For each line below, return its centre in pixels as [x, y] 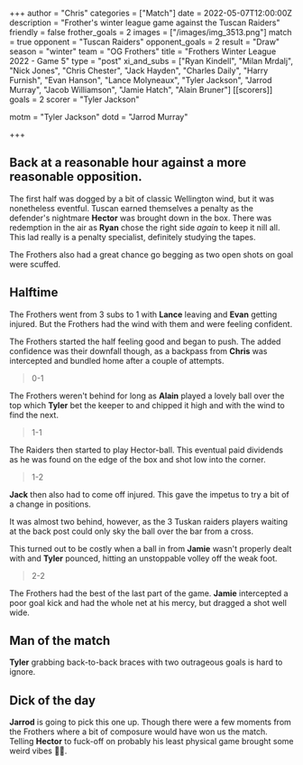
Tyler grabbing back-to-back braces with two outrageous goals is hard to [146, 662]
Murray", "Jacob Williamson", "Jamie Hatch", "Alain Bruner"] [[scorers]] [141, 90]
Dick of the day [53, 700]
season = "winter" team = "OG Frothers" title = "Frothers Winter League [143, 51]
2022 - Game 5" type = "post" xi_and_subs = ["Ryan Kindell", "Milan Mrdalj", [151, 61]
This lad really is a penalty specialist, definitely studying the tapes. [133, 237]
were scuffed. [35, 264]
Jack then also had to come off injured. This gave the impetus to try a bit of [150, 494]
